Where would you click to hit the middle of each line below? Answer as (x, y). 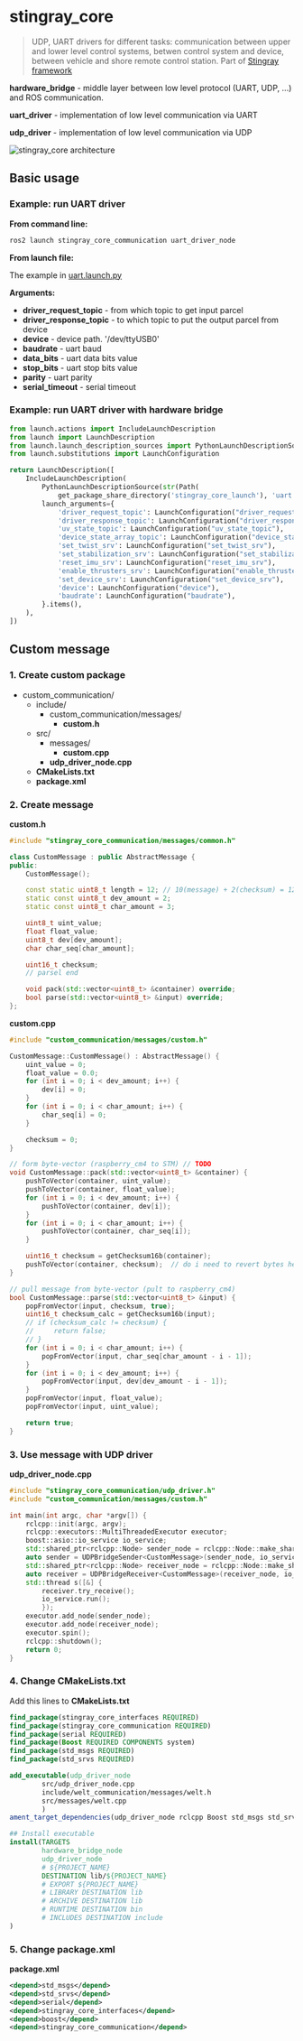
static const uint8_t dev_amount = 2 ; (98, 899)
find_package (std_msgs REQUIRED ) (72, 1751)
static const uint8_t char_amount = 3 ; (101, 907)
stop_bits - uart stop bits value (80, 367)
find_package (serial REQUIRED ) (68, 1734)
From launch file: (41, 257)
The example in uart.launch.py (66, 275)
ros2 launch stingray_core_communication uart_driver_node (123, 240)
